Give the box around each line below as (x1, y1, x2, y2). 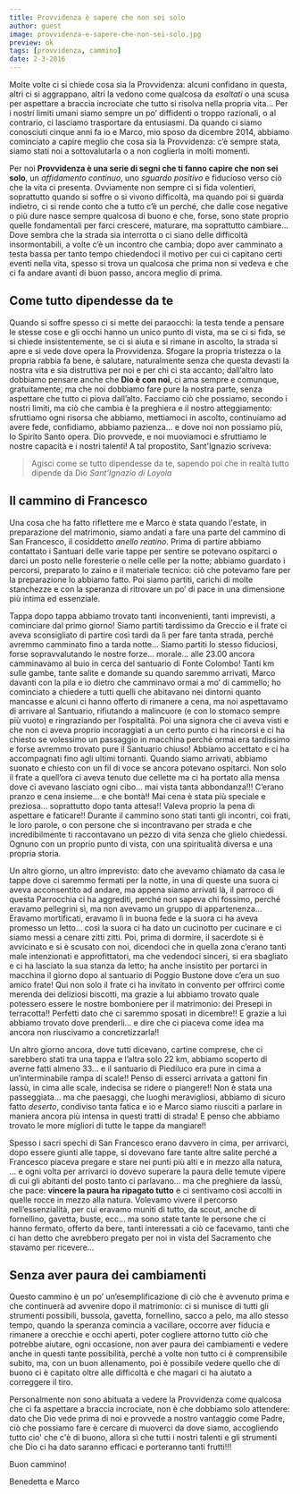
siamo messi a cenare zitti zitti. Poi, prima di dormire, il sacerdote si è (9, 932, 264, 942)
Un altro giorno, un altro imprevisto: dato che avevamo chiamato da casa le (9, 865, 286, 876)
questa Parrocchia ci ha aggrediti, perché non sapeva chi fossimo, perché (9, 893, 281, 904)
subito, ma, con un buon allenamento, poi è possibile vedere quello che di (9, 1358, 280, 1369)
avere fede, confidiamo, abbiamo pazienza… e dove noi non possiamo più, (9, 421, 283, 432)
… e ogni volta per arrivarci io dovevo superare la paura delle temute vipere (9, 1166, 286, 1177)
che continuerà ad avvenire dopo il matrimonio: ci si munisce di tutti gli (9, 1301, 270, 1312)
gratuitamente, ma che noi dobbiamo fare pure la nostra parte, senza (9, 384, 263, 394)
